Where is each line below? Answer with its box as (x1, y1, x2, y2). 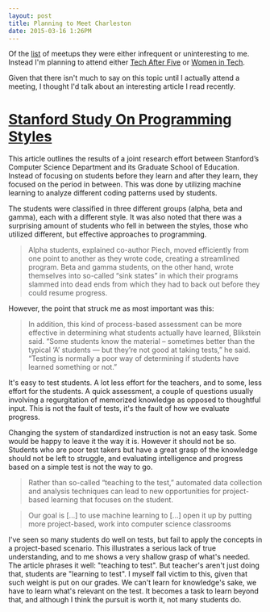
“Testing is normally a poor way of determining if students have (27, 354, 239, 363)
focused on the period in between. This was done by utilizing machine (8, 179, 242, 190)
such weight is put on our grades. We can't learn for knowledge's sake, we (8, 578, 257, 588)
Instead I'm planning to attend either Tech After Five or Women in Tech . (8, 57, 246, 67)
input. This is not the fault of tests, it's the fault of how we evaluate (8, 404, 230, 413)
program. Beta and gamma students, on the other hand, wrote (27, 262, 234, 272)
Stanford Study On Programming (8, 110, 232, 128)
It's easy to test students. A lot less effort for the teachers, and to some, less (8, 378, 262, 388)
